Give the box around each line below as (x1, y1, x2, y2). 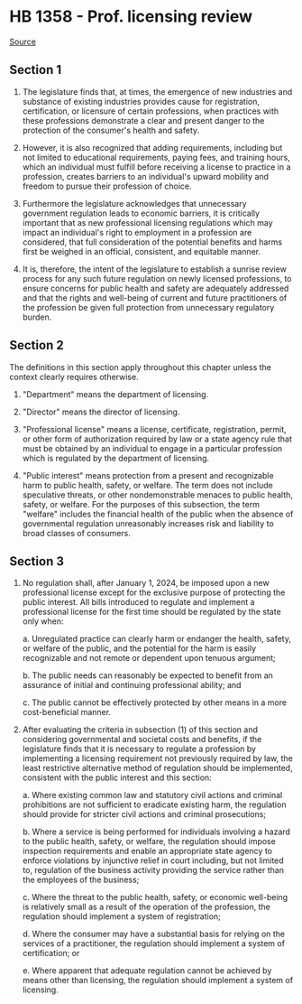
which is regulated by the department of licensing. (22, 452, 210, 463)
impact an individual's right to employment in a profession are (22, 227, 252, 237)
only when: (22, 616, 64, 627)
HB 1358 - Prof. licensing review (9, 6, 253, 27)
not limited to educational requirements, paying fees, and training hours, (22, 152, 291, 163)
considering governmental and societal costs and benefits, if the (22, 734, 262, 745)
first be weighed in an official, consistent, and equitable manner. (22, 246, 261, 256)
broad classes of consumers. (22, 527, 131, 538)
